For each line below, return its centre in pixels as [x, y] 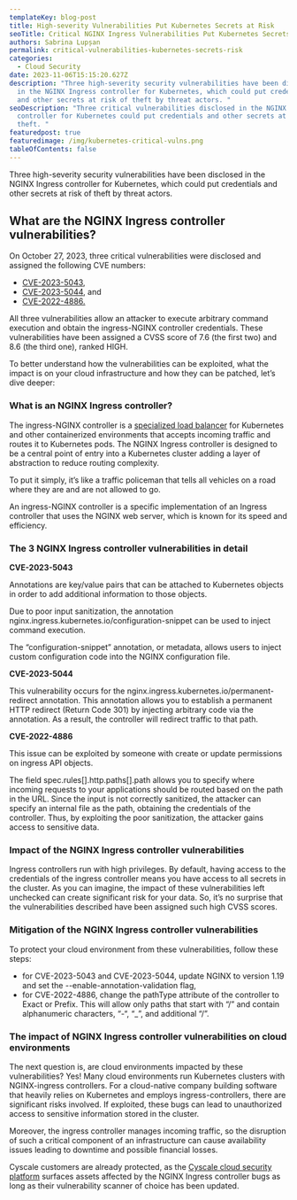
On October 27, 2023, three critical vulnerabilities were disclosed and [135, 256]
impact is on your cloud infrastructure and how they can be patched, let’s [142, 374]
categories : [31, 58]
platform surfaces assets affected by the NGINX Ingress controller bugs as [145, 1176]
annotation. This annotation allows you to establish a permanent [156, 701]
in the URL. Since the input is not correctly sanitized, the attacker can [135, 799]
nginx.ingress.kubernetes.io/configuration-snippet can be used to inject [140, 621]
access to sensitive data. [54, 827]
